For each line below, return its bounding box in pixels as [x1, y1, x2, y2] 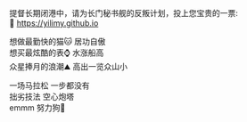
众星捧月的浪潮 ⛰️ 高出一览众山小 [9, 61, 128, 71]
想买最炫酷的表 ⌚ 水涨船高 [9, 47, 104, 58]
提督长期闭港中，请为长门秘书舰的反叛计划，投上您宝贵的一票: [9, 8, 239, 18]
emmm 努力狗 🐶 [9, 102, 66, 113]
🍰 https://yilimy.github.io [9, 18, 99, 28]
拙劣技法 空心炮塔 [9, 92, 74, 102]
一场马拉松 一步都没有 [9, 80, 90, 91]
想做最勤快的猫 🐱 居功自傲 [9, 37, 106, 46]
